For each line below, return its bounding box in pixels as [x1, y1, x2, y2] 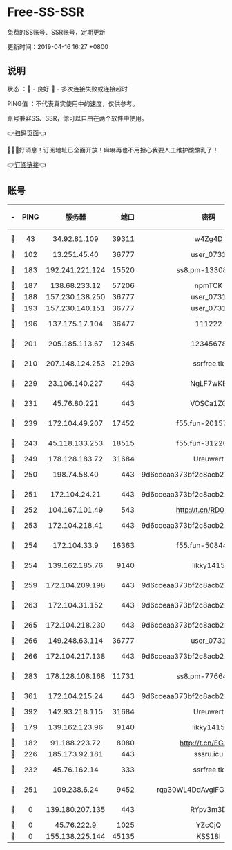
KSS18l [196, 831, 221, 841]
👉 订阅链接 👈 [7, 160, 47, 168]
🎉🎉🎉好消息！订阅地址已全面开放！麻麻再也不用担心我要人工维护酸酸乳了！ [7, 145, 219, 154]
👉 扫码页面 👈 [7, 129, 47, 137]
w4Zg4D [194, 233, 223, 243]
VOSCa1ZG [189, 398, 228, 408]
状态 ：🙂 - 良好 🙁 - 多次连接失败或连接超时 [7, 85, 128, 93]
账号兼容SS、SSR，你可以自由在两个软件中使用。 [7, 114, 148, 122]
